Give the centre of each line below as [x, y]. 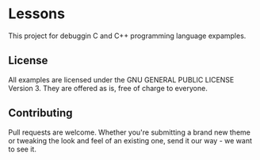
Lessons [37, 14]
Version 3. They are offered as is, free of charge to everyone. [108, 88]
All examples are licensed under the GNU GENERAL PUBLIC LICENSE [121, 79]
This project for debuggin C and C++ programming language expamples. [127, 36]
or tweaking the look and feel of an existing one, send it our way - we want [130, 140]
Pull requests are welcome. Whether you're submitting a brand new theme [130, 132]
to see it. [23, 149]
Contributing [40, 113]
